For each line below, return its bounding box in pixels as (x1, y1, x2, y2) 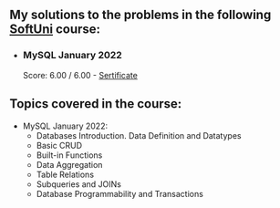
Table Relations (36, 169, 94, 180)
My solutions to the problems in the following (9, 7, 272, 23)
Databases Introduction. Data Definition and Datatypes (36, 130, 242, 140)
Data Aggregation (36, 159, 103, 170)
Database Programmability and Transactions (36, 188, 203, 199)
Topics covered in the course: (9, 96, 182, 112)
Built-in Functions (36, 150, 103, 161)
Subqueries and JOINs (36, 178, 121, 190)
